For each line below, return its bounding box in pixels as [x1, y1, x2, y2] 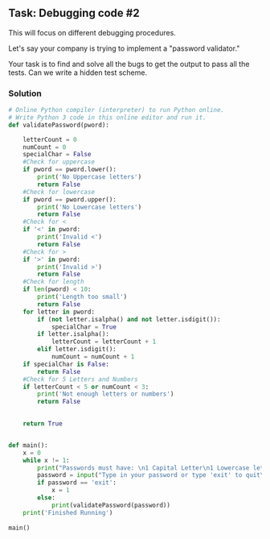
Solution [8, 88, 43, 99]
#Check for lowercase [22, 188, 95, 196]
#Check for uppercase [22, 158, 95, 166]
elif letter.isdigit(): [37, 346, 117, 354]
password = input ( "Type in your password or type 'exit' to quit [37, 471, 261, 479]
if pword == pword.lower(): [22, 165, 117, 174]
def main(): [8, 441, 48, 450]
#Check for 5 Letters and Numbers [22, 375, 138, 384]
